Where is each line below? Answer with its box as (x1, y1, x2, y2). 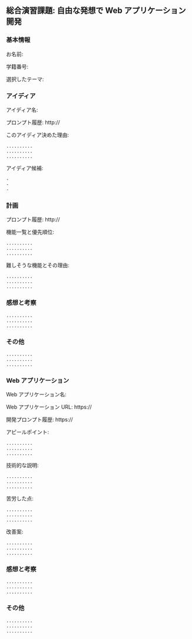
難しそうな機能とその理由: (6, 262, 69, 269)
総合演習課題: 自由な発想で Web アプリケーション (6, 5, 187, 16)
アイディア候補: (6, 164, 44, 171)
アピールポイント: (6, 429, 49, 436)
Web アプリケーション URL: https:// (6, 403, 92, 410)
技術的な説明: (6, 462, 39, 469)
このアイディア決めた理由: (6, 131, 69, 138)
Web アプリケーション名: (6, 391, 67, 398)
